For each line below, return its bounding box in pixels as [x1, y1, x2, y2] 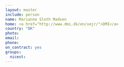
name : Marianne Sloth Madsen [5, 17, 67, 22]
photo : [5, 31, 19, 36]
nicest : [10, 54, 26, 59]
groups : [5, 49, 22, 54]
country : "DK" [5, 26, 35, 31]
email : [5, 36, 19, 41]
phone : [5, 40, 19, 45]
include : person [5, 12, 39, 17]
